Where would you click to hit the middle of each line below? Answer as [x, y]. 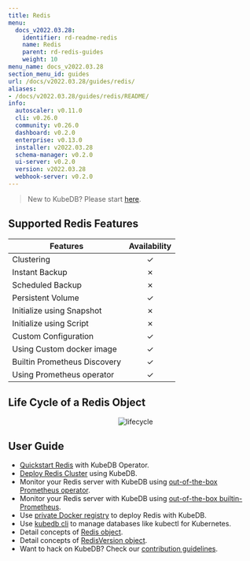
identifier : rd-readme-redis [70, 37]
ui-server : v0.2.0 [46, 162]
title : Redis [29, 15]
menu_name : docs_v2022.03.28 [56, 67]
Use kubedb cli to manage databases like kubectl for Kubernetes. [125, 524]
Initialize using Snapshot [57, 310]
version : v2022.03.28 [51, 169]
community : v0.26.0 [47, 125]
